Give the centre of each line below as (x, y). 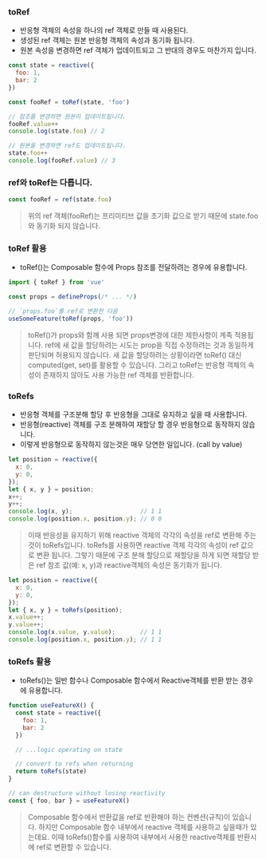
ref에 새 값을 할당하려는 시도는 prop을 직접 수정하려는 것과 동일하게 (149, 345)
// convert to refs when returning (74, 764)
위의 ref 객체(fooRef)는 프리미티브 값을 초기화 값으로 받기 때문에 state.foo (143, 216)
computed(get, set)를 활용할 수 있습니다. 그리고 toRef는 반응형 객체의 (137, 365)
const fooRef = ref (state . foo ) (60, 200)
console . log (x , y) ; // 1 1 (85, 512)
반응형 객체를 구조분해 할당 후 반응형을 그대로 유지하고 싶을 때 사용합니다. (133, 414)
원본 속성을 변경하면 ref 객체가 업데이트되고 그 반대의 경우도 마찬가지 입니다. (138, 50)
